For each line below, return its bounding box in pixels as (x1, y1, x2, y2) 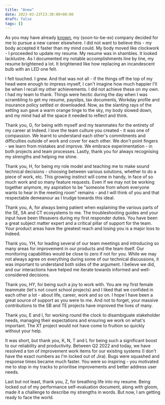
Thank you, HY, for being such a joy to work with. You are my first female (5, 282, 154, 288)
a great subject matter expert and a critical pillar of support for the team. (5, 220, 152, 226)
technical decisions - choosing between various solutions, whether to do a (5, 169, 157, 175)
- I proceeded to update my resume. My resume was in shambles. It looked (5, 51, 158, 56)
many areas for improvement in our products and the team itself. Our (5, 246, 144, 252)
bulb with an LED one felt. (5, 66, 58, 72)
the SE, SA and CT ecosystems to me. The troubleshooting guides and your (5, 210, 159, 216)
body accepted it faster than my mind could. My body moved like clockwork (5, 45, 159, 51)
